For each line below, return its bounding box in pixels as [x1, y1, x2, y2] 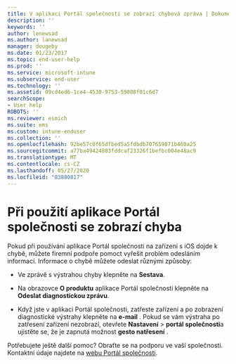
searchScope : [7, 96, 46, 103]
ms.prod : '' [7, 63, 42, 70]
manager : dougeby [7, 43, 58, 50]
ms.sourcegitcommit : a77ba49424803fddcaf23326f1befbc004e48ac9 [7, 148, 197, 155]
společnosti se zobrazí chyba [7, 219, 183, 235]
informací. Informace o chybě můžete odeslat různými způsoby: [7, 257, 192, 266]
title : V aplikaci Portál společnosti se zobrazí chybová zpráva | [7, 10, 209, 18]
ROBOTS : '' [7, 108, 39, 115]
